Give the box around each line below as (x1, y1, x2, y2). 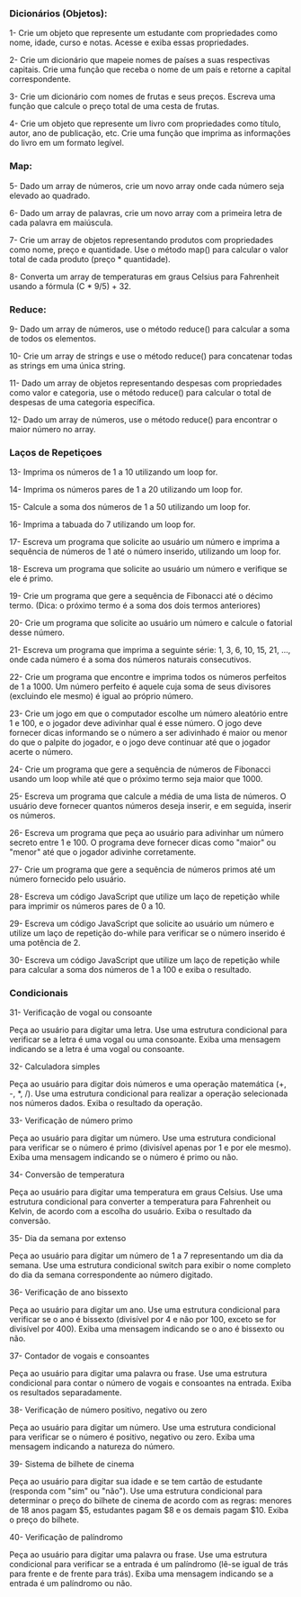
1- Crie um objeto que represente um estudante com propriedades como (9, 28, 279, 39)
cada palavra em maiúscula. (9, 217, 114, 228)
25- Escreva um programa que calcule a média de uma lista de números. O (9, 791, 287, 802)
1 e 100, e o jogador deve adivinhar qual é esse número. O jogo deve (9, 718, 262, 729)
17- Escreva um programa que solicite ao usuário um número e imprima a (9, 537, 280, 548)
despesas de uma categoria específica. (9, 396, 155, 407)
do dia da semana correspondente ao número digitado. (9, 1269, 214, 1281)
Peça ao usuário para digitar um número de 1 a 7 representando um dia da (9, 1250, 284, 1261)
